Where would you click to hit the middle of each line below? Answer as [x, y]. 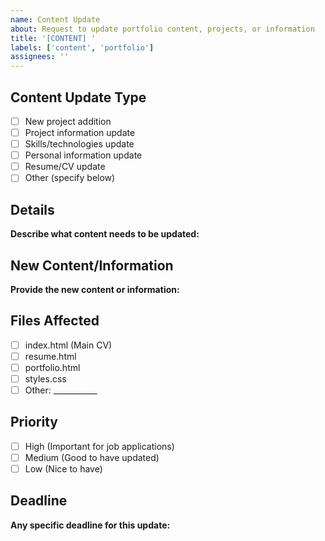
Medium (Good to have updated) [92, 457]
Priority [34, 422]
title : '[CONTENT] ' [53, 38]
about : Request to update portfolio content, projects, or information [162, 29]
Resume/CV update [65, 167]
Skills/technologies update [79, 144]
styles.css [45, 378]
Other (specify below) [70, 178]
